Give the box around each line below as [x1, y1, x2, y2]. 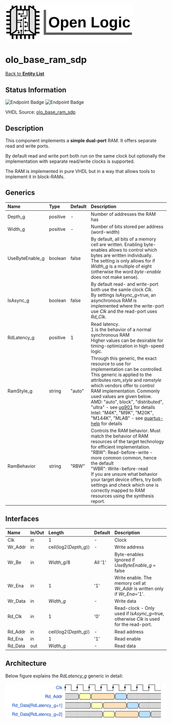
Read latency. [91, 321, 120, 327]
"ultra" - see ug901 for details [91, 404, 155, 410]
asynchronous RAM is [91, 297, 137, 303]
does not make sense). [91, 274, 139, 280]
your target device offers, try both [91, 476, 162, 483]
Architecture [5, 659, 47, 668]
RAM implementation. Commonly [91, 388, 160, 394]
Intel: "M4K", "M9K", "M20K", [91, 409, 154, 415]
